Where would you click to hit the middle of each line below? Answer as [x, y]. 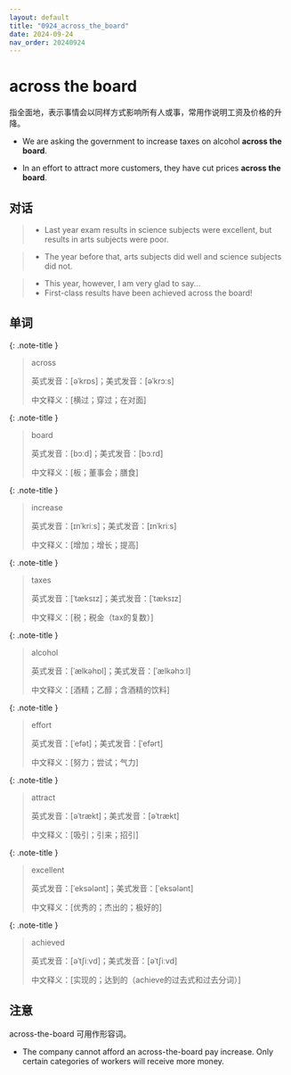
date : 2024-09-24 [41, 34]
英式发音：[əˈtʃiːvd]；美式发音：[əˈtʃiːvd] [104, 961]
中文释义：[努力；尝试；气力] [85, 762]
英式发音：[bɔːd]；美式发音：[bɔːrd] [97, 453]
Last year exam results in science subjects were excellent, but [158, 230]
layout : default [39, 17]
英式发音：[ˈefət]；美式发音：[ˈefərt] [97, 743]
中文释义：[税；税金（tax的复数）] [92, 617]
